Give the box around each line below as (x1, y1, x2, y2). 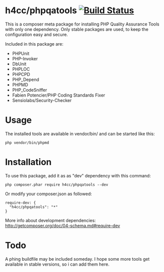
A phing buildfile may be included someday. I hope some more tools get (5, 256, 150, 262)
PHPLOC (12, 66, 30, 72)
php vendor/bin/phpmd (5, 140, 49, 145)
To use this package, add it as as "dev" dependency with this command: (5, 173, 151, 178)
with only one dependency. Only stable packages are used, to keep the (5, 26, 148, 32)
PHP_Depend (12, 76, 39, 82)
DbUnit (12, 61, 27, 67)
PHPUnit (12, 50, 29, 56)
